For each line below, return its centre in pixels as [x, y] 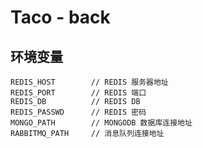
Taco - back [60, 17]
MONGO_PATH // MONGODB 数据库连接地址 [101, 123]
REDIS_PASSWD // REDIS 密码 [78, 112]
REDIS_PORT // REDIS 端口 [78, 93]
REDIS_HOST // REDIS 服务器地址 [89, 82]
